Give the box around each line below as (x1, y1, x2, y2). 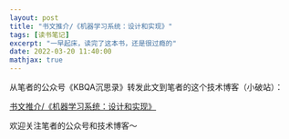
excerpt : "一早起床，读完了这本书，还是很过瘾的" (9, 38, 177, 48)
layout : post (9, 13, 59, 23)
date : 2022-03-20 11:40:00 (9, 47, 112, 56)
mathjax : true (9, 55, 64, 65)
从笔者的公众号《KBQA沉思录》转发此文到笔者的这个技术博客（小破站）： (9, 82, 284, 92)
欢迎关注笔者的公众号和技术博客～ (9, 120, 138, 131)
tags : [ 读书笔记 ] (9, 30, 70, 39)
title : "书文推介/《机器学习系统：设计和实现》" (9, 22, 173, 31)
